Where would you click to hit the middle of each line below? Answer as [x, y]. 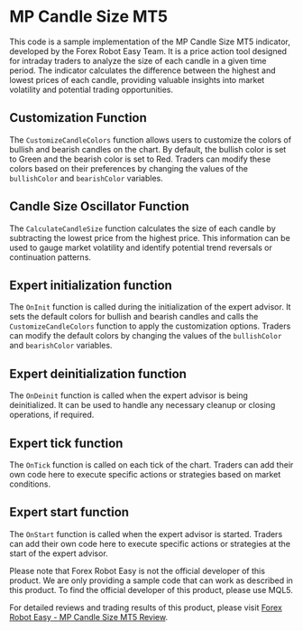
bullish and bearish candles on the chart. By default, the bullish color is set [148, 149]
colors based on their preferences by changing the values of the [129, 168]
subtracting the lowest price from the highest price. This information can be [150, 237]
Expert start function [69, 512]
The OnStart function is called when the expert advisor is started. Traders [146, 534]
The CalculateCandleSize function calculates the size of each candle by [143, 228]
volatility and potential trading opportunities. [92, 89]
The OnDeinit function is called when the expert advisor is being [129, 395]
